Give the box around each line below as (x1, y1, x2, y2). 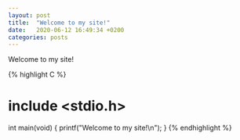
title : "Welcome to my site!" (8, 19, 111, 27)
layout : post (8, 11, 51, 20)
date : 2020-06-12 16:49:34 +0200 (8, 26, 125, 34)
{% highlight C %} (8, 70, 67, 79)
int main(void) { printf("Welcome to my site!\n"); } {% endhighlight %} (8, 123, 233, 133)
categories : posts (8, 33, 68, 41)
